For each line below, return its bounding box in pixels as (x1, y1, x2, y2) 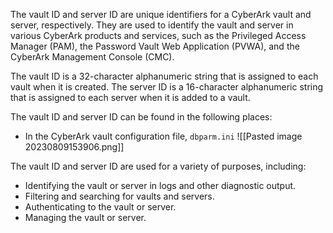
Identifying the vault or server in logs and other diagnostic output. (24, 180, 297, 191)
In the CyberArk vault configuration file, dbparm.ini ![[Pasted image (24, 130, 303, 142)
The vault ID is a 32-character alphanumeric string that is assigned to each (10, 70, 319, 82)
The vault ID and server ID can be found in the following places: (10, 111, 273, 123)
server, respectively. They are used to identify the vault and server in (10, 19, 294, 31)
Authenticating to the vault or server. (24, 201, 177, 213)
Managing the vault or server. (24, 212, 147, 223)
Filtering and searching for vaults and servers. (24, 190, 215, 202)
